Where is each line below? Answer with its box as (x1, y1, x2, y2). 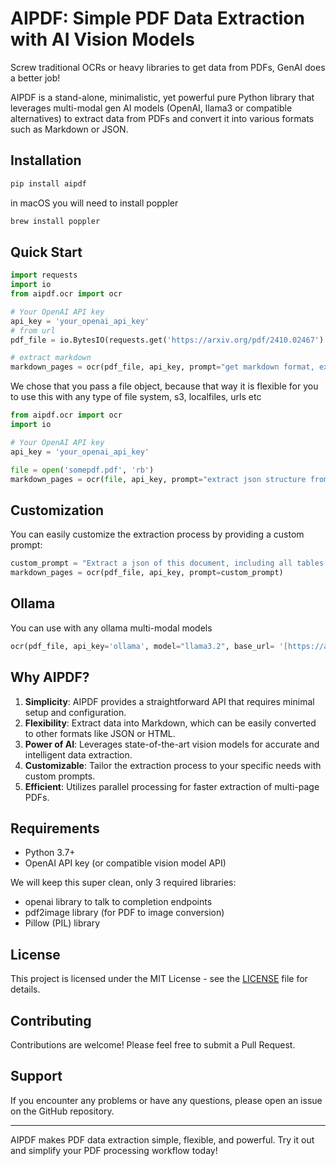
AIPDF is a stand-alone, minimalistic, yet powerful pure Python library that (10, 91, 315, 103)
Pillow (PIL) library (24, 917, 101, 929)
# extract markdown (10, 353, 92, 363)
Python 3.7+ (24, 847, 76, 859)
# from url (10, 325, 56, 336)
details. (10, 983, 41, 996)
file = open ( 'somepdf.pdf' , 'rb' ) (10, 465, 155, 475)
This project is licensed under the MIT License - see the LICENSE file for (10, 973, 308, 985)
